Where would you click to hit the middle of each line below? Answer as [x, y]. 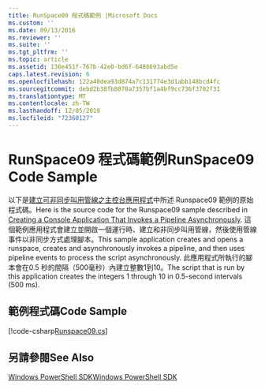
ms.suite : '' [30, 45]
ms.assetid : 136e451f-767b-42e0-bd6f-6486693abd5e [93, 67]
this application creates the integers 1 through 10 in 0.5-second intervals [125, 276]
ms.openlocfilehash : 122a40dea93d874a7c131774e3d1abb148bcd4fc [114, 81]
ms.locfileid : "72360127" [50, 118]
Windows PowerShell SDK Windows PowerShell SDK [93, 377]
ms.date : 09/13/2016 [42, 30]
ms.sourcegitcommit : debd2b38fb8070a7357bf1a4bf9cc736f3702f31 [114, 89]
